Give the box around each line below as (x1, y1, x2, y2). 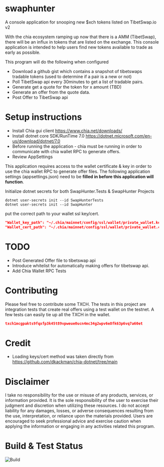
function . (5, 179, 24, 185)
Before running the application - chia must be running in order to (12, 143, 143, 149)
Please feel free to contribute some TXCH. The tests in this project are (5, 301, 146, 307)
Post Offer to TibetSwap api (12, 94, 68, 100)
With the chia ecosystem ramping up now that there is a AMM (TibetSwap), (5, 34, 156, 40)
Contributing (5, 285, 58, 296)
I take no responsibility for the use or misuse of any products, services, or (5, 392, 154, 398)
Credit (5, 337, 31, 349)
